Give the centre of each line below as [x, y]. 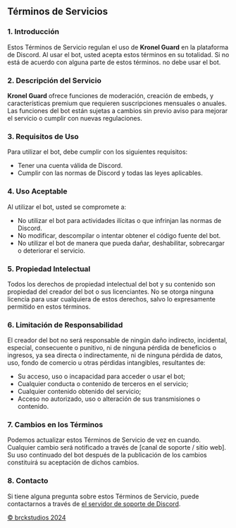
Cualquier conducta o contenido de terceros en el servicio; [103, 384]
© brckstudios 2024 [37, 517]
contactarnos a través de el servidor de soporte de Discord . [94, 503]
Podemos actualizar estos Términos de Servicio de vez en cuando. [104, 440]
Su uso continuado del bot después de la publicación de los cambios [107, 455]
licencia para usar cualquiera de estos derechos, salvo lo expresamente [112, 299]
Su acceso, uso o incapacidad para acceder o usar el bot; [101, 376]
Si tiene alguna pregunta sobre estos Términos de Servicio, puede [103, 496]
